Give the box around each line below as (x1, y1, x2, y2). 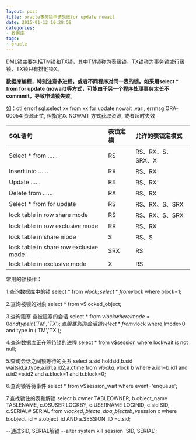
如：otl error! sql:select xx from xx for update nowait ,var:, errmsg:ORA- (6, 105, 179, 112)
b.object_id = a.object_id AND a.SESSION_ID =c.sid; (6, 415, 131, 422)
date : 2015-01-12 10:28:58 (6, 19, 72, 25)
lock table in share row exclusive (9, 243, 98, 251)
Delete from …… (9, 188, 54, 197)
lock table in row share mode (9, 211, 89, 219)
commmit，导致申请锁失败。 (6, 92, 76, 99)
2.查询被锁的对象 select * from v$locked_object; (6, 300, 122, 307)
